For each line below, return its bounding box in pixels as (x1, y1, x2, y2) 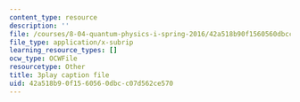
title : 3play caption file (9, 71, 110, 80)
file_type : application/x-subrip (9, 37, 134, 47)
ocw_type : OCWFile (9, 54, 78, 63)
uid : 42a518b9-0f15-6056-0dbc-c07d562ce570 (9, 79, 174, 88)
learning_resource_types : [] (9, 46, 118, 55)
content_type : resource (9, 12, 98, 22)
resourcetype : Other (9, 63, 87, 72)
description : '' (9, 21, 70, 30)
